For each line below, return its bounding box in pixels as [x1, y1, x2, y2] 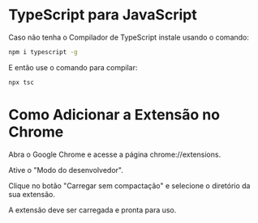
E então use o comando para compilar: [8, 62, 138, 72]
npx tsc [8, 78, 35, 86]
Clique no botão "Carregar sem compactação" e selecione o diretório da [8, 180, 251, 191]
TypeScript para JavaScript [8, 6, 197, 24]
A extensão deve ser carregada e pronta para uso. [8, 204, 177, 215]
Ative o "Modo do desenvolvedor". [8, 165, 123, 175]
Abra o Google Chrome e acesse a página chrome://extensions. [8, 149, 221, 159]
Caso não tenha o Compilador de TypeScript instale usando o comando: [8, 32, 250, 42]
